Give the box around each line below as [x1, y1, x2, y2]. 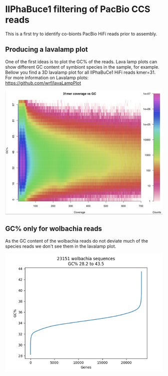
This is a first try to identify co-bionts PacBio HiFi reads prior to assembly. [5, 31, 157, 37]
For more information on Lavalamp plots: [5, 74, 89, 81]
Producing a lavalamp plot [5, 45, 88, 54]
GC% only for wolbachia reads [5, 225, 102, 233]
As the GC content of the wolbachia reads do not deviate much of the [5, 238, 148, 244]
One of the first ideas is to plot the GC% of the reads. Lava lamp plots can [5, 59, 157, 65]
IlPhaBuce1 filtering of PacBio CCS [5, 4, 150, 15]
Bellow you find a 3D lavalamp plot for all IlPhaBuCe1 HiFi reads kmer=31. [5, 69, 156, 75]
